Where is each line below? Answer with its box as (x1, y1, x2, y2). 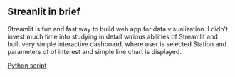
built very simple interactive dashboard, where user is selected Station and (7, 39, 227, 48)
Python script (7, 61, 47, 70)
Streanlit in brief (7, 6, 80, 18)
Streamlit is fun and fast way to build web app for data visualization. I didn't (7, 24, 229, 33)
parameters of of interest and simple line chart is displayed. (7, 47, 182, 56)
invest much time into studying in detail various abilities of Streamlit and (7, 32, 219, 41)
